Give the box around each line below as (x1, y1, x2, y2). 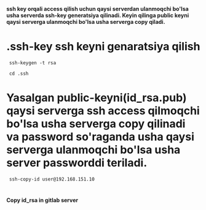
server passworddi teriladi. (6, 156, 148, 170)
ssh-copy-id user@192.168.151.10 (9, 176, 95, 182)
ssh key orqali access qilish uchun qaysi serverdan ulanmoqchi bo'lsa (6, 6, 189, 12)
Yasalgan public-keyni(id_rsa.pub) (6, 91, 187, 105)
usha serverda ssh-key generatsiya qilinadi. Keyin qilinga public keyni (6, 12, 189, 19)
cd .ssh (9, 70, 29, 77)
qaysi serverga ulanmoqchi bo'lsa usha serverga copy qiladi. (6, 18, 165, 25)
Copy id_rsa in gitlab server (6, 197, 79, 204)
